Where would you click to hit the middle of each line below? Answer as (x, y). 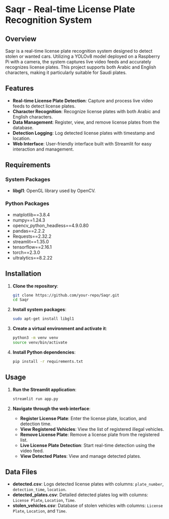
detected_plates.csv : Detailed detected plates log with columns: (80, 495)
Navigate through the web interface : (52, 409)
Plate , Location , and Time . (40, 511)
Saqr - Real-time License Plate (70, 9)
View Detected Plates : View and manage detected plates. (81, 456)
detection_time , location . (39, 490)
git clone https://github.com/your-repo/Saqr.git (66, 295)
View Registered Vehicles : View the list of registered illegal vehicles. (92, 429)
